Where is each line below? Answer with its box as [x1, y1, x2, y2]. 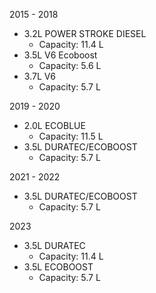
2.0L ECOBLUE [23, 120, 86, 131]
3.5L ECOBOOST [23, 261, 94, 273]
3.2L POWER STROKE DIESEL [23, 28, 147, 39]
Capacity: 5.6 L [38, 60, 102, 71]
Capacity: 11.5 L [38, 130, 104, 142]
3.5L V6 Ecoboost [23, 49, 98, 61]
